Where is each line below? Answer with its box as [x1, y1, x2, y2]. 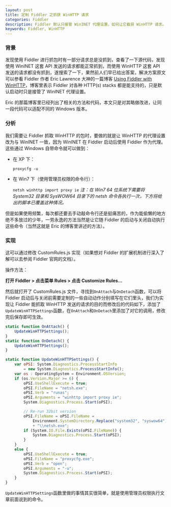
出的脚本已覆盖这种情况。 [12, 199, 67, 206]
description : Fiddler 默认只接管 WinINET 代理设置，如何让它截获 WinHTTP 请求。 [5, 21, 166, 27]
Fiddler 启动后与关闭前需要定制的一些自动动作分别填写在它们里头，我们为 [5, 295, 159, 301]
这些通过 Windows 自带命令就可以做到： [5, 145, 90, 151]
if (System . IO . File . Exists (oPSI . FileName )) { [23, 428, 122, 433]
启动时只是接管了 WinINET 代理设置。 [9, 89, 89, 95]
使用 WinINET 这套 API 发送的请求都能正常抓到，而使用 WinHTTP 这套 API [5, 63, 160, 69]
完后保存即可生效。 [5, 314, 46, 320]
